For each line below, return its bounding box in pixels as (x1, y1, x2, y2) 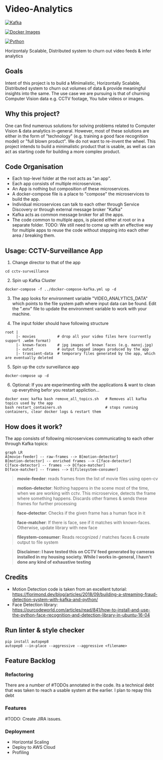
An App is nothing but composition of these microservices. (12, 186, 130, 192)
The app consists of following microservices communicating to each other (5, 436, 154, 441)
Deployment (5, 728, 35, 735)
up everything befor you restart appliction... (12, 387, 100, 393)
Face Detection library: (12, 602, 58, 608)
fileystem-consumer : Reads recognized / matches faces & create (17, 534, 150, 540)
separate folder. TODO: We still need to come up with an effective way (12, 222, 153, 228)
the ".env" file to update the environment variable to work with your (12, 306, 147, 312)
